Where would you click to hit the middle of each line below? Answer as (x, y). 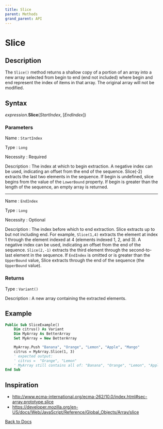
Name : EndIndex (22, 201)
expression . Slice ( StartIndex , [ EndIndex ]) (46, 115)
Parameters (19, 128)
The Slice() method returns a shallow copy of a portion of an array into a (78, 72)
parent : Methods (21, 14)
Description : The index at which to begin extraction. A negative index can (79, 167)
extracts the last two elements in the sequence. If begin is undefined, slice (79, 177)
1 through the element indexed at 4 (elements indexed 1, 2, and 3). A (73, 240)
